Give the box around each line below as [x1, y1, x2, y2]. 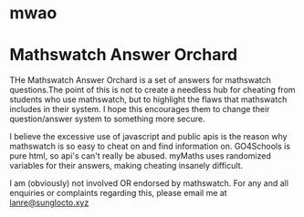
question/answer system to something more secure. [9, 113, 205, 125]
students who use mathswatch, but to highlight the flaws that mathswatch [9, 94, 288, 105]
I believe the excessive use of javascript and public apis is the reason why [9, 131, 288, 142]
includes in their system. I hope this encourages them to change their [9, 104, 270, 115]
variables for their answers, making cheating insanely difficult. [9, 160, 244, 171]
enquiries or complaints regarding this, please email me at [9, 188, 227, 199]
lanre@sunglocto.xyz [9, 197, 89, 208]
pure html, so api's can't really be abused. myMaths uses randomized [9, 150, 271, 161]
